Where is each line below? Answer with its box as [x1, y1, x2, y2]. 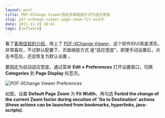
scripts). [5, 107, 24, 113]
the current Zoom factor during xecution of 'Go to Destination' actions [5, 96, 155, 102]
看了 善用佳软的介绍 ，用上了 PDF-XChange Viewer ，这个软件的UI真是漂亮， [5, 41, 162, 47]
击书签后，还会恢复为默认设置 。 [5, 53, 73, 60]
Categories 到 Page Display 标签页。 [5, 70, 83, 76]
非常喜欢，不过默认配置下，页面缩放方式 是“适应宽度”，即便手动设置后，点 [5, 47, 160, 53]
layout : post [5, 7, 33, 13]
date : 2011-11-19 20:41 [5, 21, 55, 27]
